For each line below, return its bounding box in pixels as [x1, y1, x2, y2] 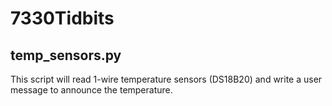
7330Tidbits [10, 7, 115, 30]
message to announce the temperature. [10, 84, 173, 96]
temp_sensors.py [10, 47, 122, 64]
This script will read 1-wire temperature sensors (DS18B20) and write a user [10, 73, 323, 85]
